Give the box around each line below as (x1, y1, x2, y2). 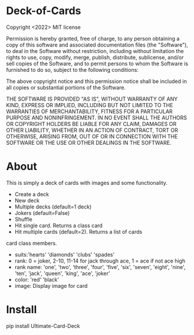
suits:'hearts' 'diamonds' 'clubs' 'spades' (14, 251, 115, 258)
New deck (14, 197, 40, 204)
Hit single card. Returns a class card (14, 222, 103, 229)
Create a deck (14, 190, 49, 198)
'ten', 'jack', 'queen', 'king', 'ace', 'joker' (14, 270, 110, 277)
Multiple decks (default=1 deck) (14, 203, 92, 210)
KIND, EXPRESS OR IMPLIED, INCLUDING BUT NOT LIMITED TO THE (6, 101, 173, 108)
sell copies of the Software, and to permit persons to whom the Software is (6, 60, 189, 67)
